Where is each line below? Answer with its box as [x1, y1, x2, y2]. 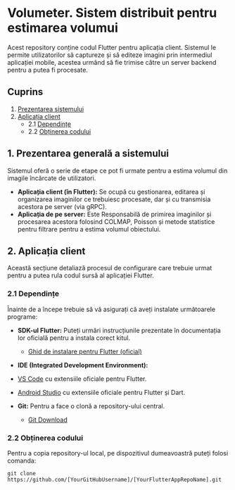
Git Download [27, 415, 68, 424]
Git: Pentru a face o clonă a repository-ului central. [17, 401, 165, 410]
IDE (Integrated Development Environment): [17, 360, 148, 369]
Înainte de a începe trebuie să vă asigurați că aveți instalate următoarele [7, 305, 216, 313]
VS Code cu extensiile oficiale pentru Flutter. [17, 375, 147, 383]
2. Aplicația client [7, 245, 86, 257]
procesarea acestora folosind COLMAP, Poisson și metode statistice [17, 217, 215, 226]
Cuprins [7, 86, 44, 98]
